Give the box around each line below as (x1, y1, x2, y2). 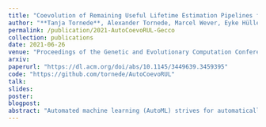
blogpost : (8, 99, 41, 107)
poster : (8, 92, 34, 100)
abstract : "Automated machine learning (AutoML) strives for (8, 107, 215, 115)
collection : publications (8, 33, 93, 42)
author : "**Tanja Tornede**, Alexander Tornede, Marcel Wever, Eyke (8, 19, 239, 27)
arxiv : (8, 56, 30, 64)
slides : (8, 84, 34, 93)
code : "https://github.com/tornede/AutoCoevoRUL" (8, 70, 176, 78)
